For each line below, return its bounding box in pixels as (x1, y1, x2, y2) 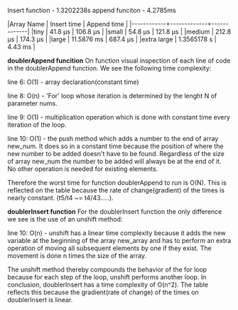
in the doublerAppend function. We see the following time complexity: (7, 64, 212, 72)
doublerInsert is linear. (7, 296, 73, 304)
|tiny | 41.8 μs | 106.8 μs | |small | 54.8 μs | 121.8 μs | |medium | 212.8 (31, 28, 232, 36)
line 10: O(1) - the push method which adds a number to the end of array (7, 135, 219, 143)
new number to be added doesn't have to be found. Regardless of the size (7, 150, 225, 157)
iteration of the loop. (7, 120, 67, 129)
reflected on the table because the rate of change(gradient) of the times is (7, 186, 225, 195)
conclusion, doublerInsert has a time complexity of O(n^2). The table (7, 281, 208, 289)
